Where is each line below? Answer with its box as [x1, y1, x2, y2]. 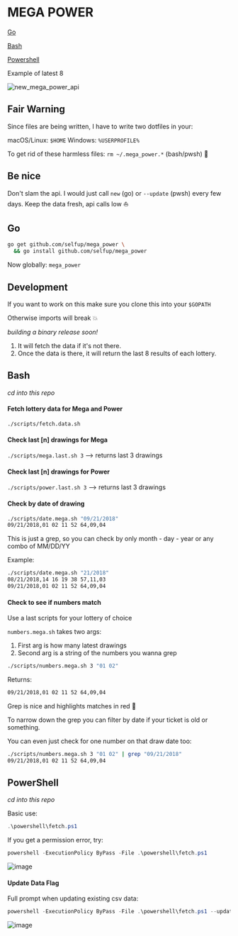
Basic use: [7, 809, 38, 818]
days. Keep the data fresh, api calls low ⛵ [7, 199, 129, 208]
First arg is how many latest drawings [17, 641, 127, 650]
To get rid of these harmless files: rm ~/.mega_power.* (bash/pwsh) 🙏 [7, 150, 209, 158]
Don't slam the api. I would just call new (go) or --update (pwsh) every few [7, 189, 222, 197]
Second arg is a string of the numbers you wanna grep [17, 649, 177, 657]
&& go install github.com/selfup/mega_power [13, 247, 147, 255]
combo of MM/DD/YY [7, 542, 71, 550]
